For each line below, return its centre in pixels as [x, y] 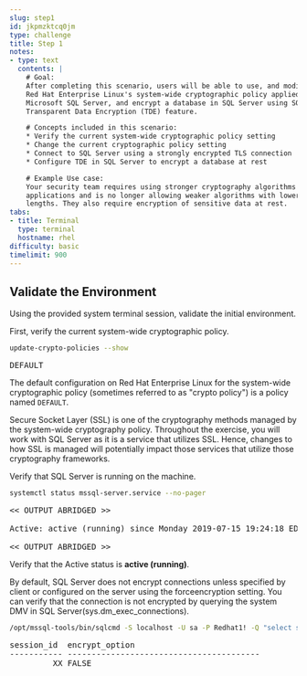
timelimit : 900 [38, 255]
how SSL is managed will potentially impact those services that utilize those [152, 449]
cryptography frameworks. [60, 459]
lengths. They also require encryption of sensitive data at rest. [157, 204]
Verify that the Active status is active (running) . [100, 564]
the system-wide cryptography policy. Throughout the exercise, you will [145, 429]
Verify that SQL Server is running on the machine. [103, 477]
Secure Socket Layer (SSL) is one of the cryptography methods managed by [153, 420]
